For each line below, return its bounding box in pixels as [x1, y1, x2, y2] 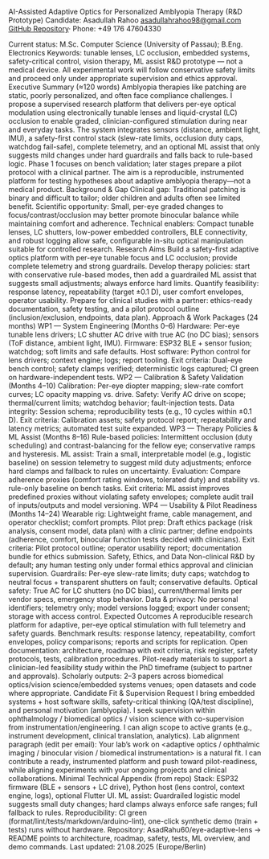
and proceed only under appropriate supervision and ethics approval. [8, 74, 238, 83]
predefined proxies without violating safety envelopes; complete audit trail [8, 492, 255, 501]
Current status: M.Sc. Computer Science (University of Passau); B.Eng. [8, 39, 243, 49]
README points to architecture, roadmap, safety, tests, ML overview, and [8, 833, 251, 843]
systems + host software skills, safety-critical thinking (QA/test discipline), [8, 697, 255, 706]
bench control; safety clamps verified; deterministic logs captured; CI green [8, 364, 259, 373]
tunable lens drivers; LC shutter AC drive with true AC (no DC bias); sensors [8, 329, 259, 339]
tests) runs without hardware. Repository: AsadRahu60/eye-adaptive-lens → [8, 825, 262, 834]
